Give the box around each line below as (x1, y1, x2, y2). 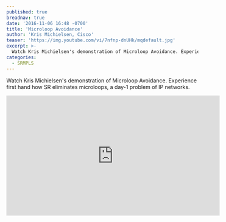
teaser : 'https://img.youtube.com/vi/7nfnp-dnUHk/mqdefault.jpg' (6, 37, 175, 43)
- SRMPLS (12, 60, 34, 66)
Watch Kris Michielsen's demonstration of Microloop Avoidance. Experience (6, 77, 197, 84)
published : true (6, 9, 48, 15)
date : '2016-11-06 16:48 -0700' (6, 20, 88, 26)
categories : (6, 54, 37, 60)
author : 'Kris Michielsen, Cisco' (6, 32, 94, 38)
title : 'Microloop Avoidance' (6, 26, 83, 32)
